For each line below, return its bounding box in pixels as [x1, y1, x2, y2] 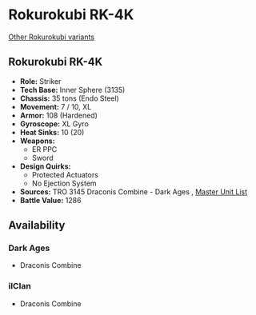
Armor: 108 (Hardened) [19, 110, 98, 120]
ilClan [8, 281, 32, 292]
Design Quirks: [19, 161, 71, 171]
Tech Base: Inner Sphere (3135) [19, 85, 126, 94]
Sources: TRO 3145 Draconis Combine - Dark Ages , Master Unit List [19, 186, 248, 197]
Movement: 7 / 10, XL [19, 102, 92, 111]
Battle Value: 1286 [19, 195, 82, 205]
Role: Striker [19, 76, 62, 86]
